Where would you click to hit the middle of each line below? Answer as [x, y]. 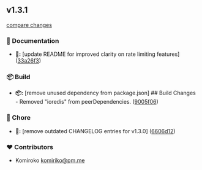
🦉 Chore [18, 118]
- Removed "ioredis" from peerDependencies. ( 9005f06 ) [87, 102]
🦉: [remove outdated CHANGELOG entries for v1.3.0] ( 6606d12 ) [95, 131]
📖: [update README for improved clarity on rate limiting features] [97, 54]
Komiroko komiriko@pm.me [50, 160]
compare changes [29, 25]
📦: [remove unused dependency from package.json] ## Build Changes [105, 93]
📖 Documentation [33, 41]
